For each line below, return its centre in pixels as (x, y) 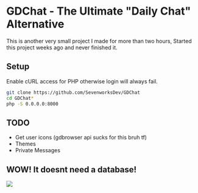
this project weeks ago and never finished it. (62, 47)
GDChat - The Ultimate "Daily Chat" (99, 11)
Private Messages (38, 150)
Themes (26, 144)
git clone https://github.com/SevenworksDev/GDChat (73, 93)
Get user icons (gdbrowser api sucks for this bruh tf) (81, 138)
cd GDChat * (20, 98)
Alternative (35, 24)
